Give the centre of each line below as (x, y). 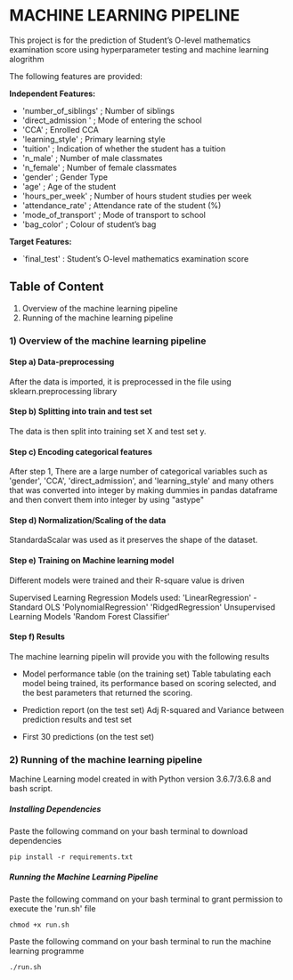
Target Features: (41, 241)
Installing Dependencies (55, 809)
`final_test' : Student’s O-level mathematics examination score (135, 258)
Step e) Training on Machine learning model (92, 561)
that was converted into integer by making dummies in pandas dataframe (143, 490)
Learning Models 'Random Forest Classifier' (90, 616)
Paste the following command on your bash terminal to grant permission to (146, 899)
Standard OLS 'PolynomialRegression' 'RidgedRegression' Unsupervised (142, 607)
